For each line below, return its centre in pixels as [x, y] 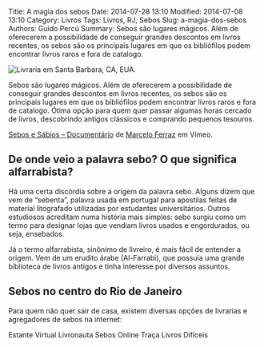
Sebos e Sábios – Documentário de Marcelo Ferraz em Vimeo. [111, 134]
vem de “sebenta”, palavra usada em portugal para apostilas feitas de [123, 200]
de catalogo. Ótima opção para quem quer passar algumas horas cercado [130, 110]
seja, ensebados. [36, 233]
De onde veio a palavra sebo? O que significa [123, 160]
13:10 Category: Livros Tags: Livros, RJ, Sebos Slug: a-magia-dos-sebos [128, 20]
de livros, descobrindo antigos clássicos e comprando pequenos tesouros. [131, 119]
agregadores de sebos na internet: [65, 319]
